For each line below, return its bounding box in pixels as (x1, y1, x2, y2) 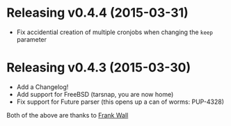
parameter (16, 35, 47, 43)
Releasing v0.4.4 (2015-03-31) (6, 5, 189, 21)
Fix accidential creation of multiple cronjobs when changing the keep (16, 28, 214, 36)
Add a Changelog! (16, 82, 69, 91)
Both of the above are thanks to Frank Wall (6, 111, 129, 119)
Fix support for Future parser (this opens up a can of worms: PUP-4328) (16, 97, 224, 106)
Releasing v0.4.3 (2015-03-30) (6, 60, 191, 76)
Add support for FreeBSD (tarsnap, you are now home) (16, 90, 174, 98)
